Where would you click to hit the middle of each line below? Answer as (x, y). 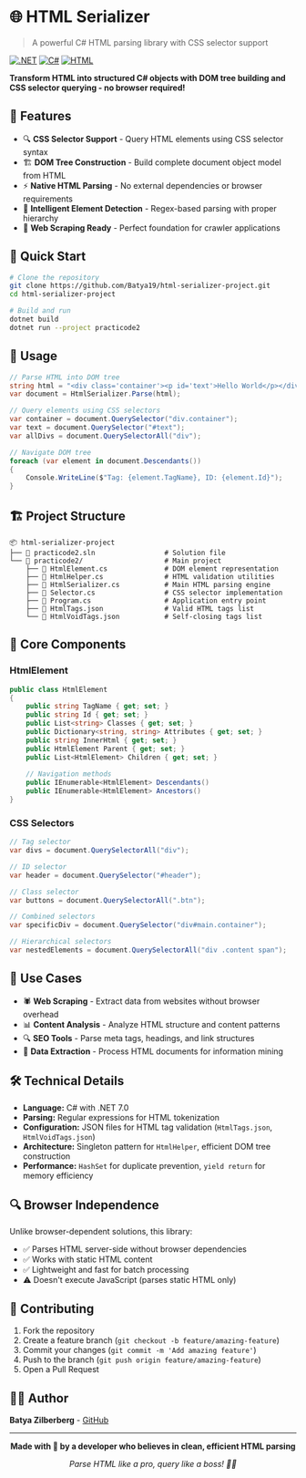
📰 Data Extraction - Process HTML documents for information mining (153, 1051)
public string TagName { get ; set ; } (97, 707)
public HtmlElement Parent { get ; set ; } (105, 749)
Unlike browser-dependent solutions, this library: (101, 1232)
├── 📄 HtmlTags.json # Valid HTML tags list (140, 608)
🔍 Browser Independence (84, 1205)
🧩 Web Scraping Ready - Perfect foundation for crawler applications (151, 227)
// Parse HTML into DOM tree (65, 377)
